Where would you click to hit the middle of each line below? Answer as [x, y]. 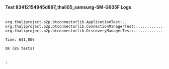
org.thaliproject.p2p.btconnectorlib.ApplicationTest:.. [66, 22]
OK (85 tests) [20, 49]
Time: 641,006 [20, 40]
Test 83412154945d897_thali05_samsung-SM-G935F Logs [68, 7]
